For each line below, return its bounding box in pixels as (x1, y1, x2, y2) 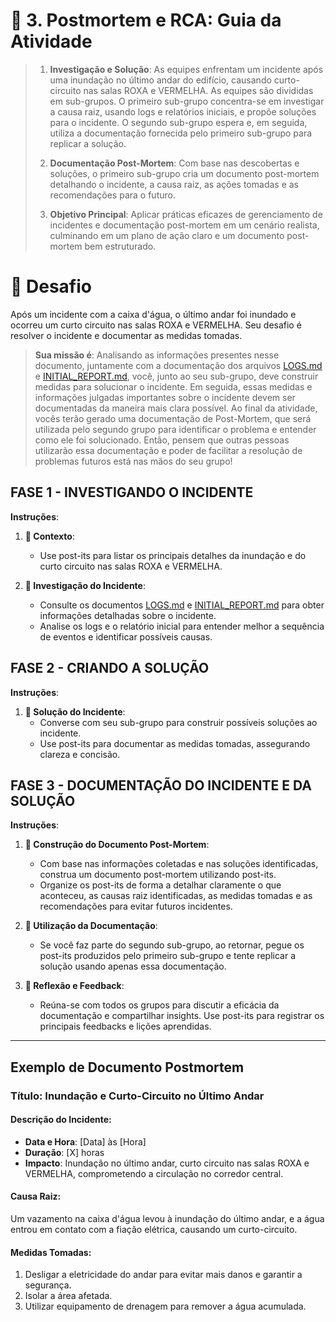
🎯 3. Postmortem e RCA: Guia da (10, 9, 282, 32)
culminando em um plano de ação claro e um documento (49, 229, 285, 241)
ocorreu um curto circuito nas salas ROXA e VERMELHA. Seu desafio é (10, 319, 302, 331)
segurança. (24, 1279, 72, 1291)
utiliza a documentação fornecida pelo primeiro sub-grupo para (49, 127, 313, 139)
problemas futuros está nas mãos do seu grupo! (34, 455, 233, 467)
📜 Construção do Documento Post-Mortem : (24, 839, 210, 851)
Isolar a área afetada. (24, 1290, 113, 1302)
